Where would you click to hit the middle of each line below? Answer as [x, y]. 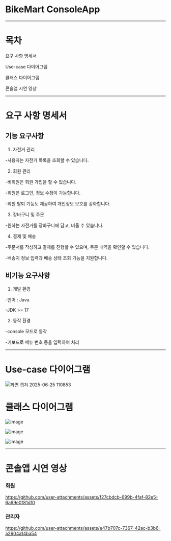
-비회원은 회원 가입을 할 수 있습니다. [41, 182]
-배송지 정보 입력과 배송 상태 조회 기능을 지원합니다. [56, 258]
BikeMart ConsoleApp [53, 9]
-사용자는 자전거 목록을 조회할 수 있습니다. [47, 160]
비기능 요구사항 [28, 276]
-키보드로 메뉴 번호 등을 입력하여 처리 [42, 342]
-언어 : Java [17, 299]
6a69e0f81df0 [20, 503]
